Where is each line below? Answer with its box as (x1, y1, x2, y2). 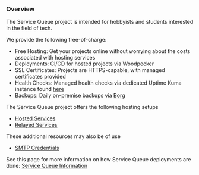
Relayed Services (14, 121, 58, 129)
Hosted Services (14, 115, 56, 122)
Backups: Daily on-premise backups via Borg (14, 92, 126, 99)
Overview (6, 5, 35, 13)
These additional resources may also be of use (6, 133, 121, 140)
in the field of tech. (6, 24, 52, 32)
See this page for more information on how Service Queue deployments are (6, 156, 191, 163)
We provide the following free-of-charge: (6, 36, 107, 43)
